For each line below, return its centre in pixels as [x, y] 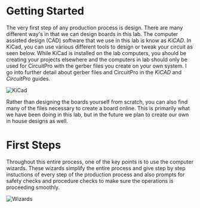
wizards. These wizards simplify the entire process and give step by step [96, 168]
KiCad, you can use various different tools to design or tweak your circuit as [99, 47]
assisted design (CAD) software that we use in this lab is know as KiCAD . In [99, 40]
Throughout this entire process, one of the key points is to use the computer [100, 162]
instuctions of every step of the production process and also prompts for [96, 174]
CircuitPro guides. [28, 79]
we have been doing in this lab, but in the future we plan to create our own [98, 114]
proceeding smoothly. [33, 187]
